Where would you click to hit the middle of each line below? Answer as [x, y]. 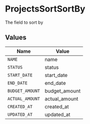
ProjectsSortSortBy [45, 9]
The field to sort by [24, 22]
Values [16, 38]
